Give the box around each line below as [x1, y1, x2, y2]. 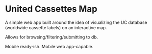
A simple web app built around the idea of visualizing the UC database [5, 19, 147, 25]
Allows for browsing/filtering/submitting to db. [5, 34, 98, 40]
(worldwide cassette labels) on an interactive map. [5, 24, 107, 30]
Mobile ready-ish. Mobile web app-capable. [5, 43, 94, 49]
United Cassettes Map [5, 3, 98, 15]
